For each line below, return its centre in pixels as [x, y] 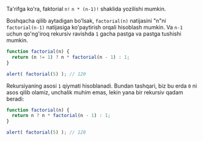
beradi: [15, 99]
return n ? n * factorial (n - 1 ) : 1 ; [61, 116]
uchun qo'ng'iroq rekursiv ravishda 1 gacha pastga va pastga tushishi [94, 34]
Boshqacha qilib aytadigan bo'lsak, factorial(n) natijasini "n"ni [86, 21]
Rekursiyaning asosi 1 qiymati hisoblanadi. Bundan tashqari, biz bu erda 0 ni [102, 86]
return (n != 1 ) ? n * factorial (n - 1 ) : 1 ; [71, 57]
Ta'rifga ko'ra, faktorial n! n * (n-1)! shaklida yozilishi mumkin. [86, 9]
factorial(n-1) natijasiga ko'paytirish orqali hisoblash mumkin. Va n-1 [95, 27]
